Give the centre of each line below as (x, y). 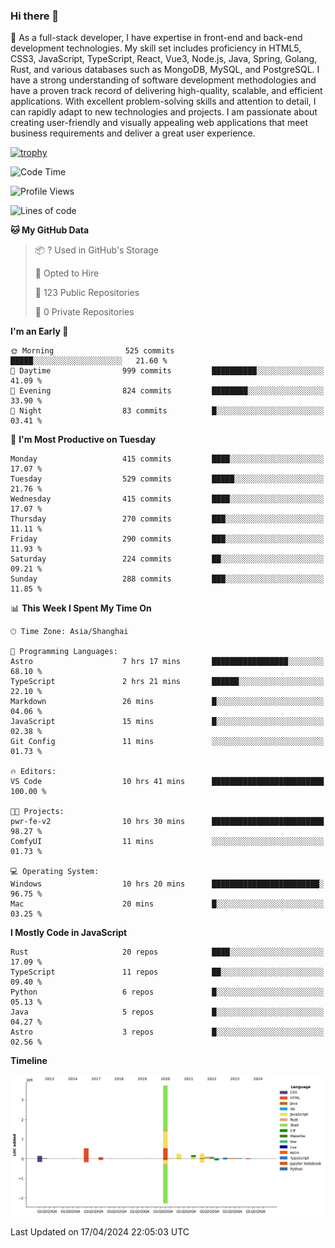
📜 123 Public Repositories (87, 293)
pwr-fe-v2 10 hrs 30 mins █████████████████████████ (167, 822)
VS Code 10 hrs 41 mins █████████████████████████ (167, 782)
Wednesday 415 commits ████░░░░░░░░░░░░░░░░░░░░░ (167, 499)
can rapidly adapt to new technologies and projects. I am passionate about (164, 112)
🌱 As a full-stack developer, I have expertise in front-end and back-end (156, 38)
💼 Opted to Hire (67, 273)
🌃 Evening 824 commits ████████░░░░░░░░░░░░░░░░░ (167, 391)
